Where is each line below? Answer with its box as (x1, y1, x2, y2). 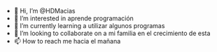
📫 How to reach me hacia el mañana (13, 37, 121, 45)
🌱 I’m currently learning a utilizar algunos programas (13, 22, 165, 30)
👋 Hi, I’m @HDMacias (13, 7, 76, 15)
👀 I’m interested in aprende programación (13, 14, 134, 22)
